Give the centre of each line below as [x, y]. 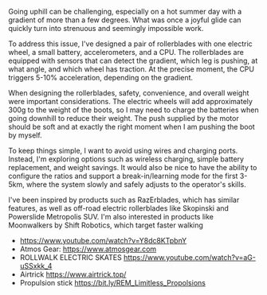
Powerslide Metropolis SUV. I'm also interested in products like [111, 217]
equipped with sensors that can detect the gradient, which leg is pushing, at [133, 60]
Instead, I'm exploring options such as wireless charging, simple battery [126, 159]
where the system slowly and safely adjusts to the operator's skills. [136, 184]
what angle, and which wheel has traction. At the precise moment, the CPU [132, 69]
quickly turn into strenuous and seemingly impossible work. [106, 28]
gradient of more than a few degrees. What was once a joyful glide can [125, 20]
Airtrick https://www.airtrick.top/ [73, 274]
